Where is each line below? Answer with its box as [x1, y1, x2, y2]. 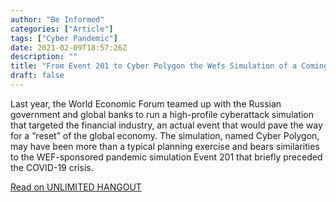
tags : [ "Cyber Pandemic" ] [10, 33, 118, 43]
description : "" [10, 52, 78, 62]
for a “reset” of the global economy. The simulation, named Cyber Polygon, [10, 129, 320, 141]
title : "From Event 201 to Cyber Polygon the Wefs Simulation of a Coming [10, 61, 329, 71]
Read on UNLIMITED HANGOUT [10, 181, 142, 193]
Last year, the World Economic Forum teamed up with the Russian [10, 97, 282, 110]
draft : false [10, 71, 65, 81]
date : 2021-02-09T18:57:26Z [10, 42, 128, 53]
